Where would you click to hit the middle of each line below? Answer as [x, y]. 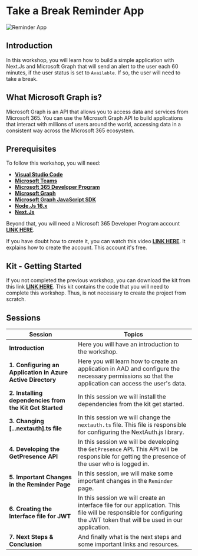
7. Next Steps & [31, 537]
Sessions [24, 318]
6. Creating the [30, 509]
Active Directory [33, 380]
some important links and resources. [128, 544]
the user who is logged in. [114, 464]
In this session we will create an [122, 498]
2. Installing [26, 393]
